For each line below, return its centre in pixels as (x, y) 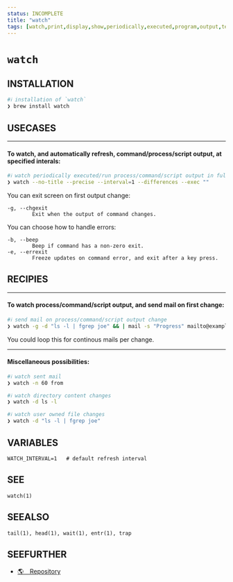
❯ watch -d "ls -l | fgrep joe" (54, 421)
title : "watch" (29, 20)
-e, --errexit (28, 252)
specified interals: (34, 161)
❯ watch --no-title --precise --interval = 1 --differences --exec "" (108, 182)
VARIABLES (33, 443)
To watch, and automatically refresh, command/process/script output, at (114, 153)
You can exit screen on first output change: (69, 195)
